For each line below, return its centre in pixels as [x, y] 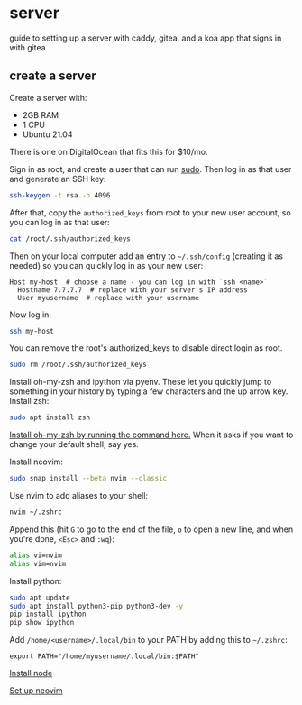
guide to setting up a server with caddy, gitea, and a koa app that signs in [146, 38]
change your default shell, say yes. [74, 444]
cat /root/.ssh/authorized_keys [70, 238]
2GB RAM [41, 114]
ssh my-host [32, 331]
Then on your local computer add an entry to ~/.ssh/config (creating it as [146, 256]
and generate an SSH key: [58, 179]
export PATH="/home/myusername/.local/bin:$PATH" [105, 656]
